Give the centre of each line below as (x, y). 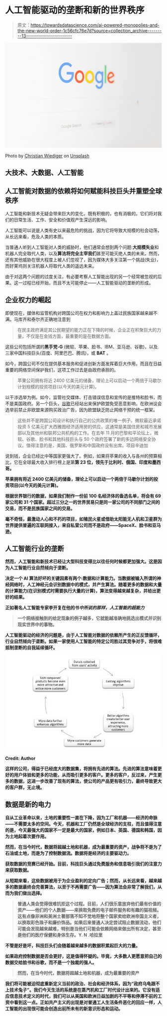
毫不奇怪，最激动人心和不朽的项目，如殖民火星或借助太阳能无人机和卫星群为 (83, 519)
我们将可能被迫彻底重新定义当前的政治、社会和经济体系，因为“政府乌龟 (78, 984)
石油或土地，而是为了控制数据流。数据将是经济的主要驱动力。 (68, 853)
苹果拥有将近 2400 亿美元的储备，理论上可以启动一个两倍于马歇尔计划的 (80, 479)
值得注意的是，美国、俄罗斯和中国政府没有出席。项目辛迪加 (87, 445)
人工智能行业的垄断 (35, 549)
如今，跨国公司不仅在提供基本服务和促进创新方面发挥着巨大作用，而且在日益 (83, 363)
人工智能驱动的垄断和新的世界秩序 (75, 10)
